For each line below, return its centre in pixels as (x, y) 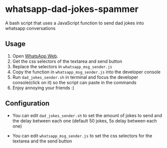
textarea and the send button (42, 141)
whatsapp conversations (30, 28)
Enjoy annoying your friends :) (43, 88)
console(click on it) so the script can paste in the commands (74, 82)
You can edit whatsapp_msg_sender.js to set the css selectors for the (82, 136)
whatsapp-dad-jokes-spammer (72, 9)
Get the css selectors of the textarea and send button (67, 61)
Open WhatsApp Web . (35, 56)
